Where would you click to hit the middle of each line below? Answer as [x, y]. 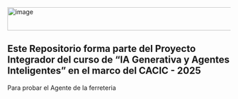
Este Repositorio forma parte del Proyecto [102, 49]
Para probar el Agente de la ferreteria [62, 88]
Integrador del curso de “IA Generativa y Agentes [119, 60]
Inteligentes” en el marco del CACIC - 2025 [104, 71]
